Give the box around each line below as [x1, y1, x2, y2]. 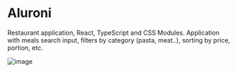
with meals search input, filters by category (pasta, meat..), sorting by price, [7, 35, 231, 44]
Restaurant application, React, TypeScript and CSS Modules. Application [7, 28, 220, 37]
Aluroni [7, 5, 52, 21]
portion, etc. [7, 43, 43, 52]
